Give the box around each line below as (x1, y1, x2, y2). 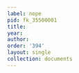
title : (7, 23, 26, 30)
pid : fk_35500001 (7, 17, 58, 24)
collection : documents (7, 56, 73, 63)
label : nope (7, 10, 42, 17)
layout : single (7, 49, 51, 56)
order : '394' (7, 42, 45, 49)
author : (7, 36, 30, 43)
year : (7, 29, 23, 37)
